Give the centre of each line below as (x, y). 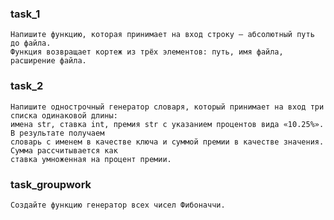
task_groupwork (51, 184)
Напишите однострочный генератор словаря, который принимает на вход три (167, 107)
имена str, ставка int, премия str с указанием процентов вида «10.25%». (167, 124)
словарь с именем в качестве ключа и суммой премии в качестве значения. (167, 142)
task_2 (27, 86)
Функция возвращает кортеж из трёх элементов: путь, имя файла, (147, 52)
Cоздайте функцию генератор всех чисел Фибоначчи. (118, 205)
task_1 (25, 14)
